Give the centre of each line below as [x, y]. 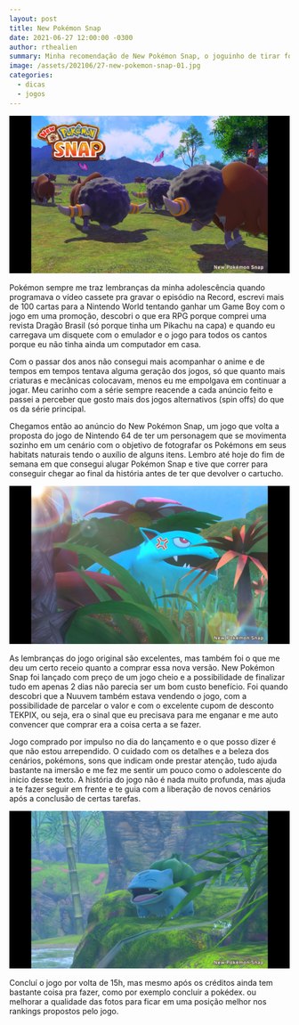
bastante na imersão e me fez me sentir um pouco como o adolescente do [145, 769]
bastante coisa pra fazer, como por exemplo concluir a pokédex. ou [133, 992]
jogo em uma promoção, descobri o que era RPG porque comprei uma [138, 316]
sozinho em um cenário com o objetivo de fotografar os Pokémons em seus [148, 445]
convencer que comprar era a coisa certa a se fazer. [105, 724]
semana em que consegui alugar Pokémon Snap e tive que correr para [139, 464]
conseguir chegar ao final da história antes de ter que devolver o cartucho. [146, 474]
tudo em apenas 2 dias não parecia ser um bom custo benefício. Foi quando [149, 687]
